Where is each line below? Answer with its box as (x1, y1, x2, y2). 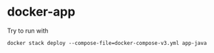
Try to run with (7, 26, 49, 35)
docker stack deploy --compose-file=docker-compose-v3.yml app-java (7, 39, 207, 46)
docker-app (7, 4, 75, 20)
